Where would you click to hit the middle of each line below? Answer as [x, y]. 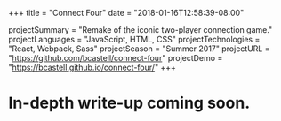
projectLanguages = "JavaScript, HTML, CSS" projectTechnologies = [134, 39]
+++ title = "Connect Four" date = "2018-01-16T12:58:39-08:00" [126, 13]
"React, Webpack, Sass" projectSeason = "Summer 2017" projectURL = [139, 49]
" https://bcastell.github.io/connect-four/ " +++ [92, 67]
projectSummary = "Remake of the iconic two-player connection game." [140, 30]
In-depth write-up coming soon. [129, 103]
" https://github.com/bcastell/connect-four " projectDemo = [116, 58]
